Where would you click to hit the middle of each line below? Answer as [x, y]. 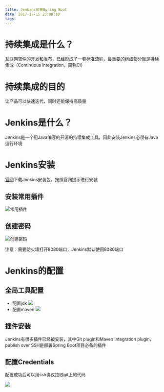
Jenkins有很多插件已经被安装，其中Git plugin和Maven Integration [71, 339]
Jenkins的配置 [34, 271]
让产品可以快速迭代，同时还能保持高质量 [46, 101]
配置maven [23, 309]
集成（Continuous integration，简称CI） [45, 65]
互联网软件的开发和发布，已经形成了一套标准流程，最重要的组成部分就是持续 [82, 59]
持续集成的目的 [35, 87]
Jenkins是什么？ [39, 123]
